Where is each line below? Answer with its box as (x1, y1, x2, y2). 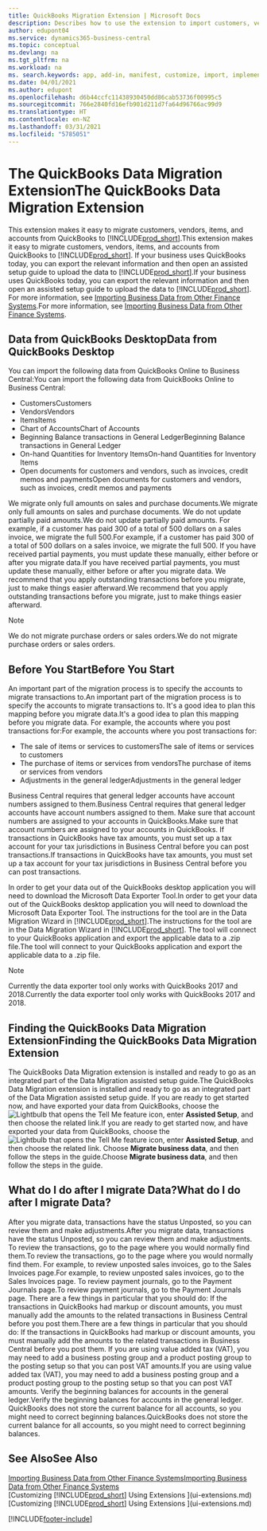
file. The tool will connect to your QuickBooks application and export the (8, 942, 242, 952)
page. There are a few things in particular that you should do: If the (8, 1293, 228, 1303)
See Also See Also (8, 1452, 98, 1466)
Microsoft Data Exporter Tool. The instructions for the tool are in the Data (8, 908, 247, 917)
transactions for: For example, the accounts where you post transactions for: (8, 726, 257, 736)
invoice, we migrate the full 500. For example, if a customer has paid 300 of (8, 532, 254, 542)
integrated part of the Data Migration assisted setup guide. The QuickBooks (8, 1076, 254, 1085)
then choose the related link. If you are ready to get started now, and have (8, 1118, 249, 1128)
